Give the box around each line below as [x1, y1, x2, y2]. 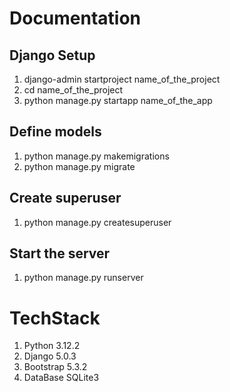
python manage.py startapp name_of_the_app [23, 95, 213, 106]
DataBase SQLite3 [23, 372, 100, 384]
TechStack [9, 307, 101, 329]
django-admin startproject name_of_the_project [23, 73, 221, 85]
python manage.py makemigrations [23, 150, 170, 162]
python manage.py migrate [23, 160, 136, 172]
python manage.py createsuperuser [23, 216, 172, 228]
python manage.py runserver [23, 272, 144, 284]
